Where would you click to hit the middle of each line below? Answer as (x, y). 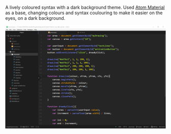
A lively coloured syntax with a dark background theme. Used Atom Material (85, 7)
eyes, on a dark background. (35, 18)
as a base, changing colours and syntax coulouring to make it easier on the (84, 13)
